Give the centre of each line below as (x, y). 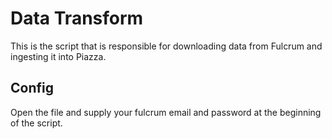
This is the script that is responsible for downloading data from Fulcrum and (166, 46)
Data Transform (77, 18)
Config (32, 88)
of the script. (36, 123)
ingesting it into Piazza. (58, 56)
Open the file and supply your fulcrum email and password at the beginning (166, 112)
